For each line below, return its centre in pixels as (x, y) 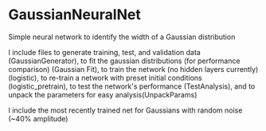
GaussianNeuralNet (74, 15)
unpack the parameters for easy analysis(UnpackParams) (103, 94)
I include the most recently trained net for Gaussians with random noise (125, 110)
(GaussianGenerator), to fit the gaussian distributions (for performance (124, 61)
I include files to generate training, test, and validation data (104, 52)
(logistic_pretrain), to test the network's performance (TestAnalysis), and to (132, 86)
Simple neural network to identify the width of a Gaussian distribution (122, 37)
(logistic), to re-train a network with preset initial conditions (105, 77)
